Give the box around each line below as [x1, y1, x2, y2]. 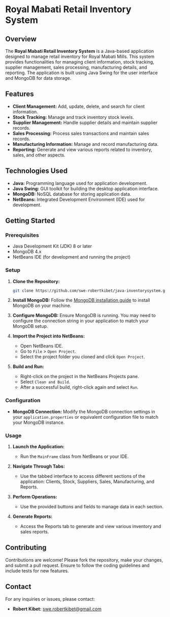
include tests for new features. [5, 568, 70, 574]
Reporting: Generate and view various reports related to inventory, [12, 146, 152, 152]
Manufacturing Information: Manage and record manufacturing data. [12, 141, 159, 147]
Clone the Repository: [12, 278, 60, 284]
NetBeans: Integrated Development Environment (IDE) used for [12, 196, 145, 202]
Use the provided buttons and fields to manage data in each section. [20, 504, 164, 510]
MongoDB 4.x [12, 249, 42, 255]
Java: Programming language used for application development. [12, 180, 148, 186]
